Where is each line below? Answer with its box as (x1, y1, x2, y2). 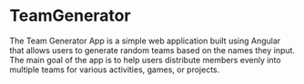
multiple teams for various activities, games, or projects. (9, 64, 220, 75)
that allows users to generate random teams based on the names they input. (9, 44, 296, 55)
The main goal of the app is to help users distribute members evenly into (9, 54, 281, 65)
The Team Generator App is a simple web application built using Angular (9, 35, 281, 46)
